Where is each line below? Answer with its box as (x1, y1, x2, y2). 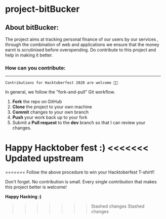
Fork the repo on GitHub (12, 99, 62, 105)
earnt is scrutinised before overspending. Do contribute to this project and (5, 47, 157, 53)
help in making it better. (5, 52, 53, 58)
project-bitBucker (5, 3, 80, 15)
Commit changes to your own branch (12, 109, 89, 115)
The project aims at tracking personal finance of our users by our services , (5, 36, 159, 42)
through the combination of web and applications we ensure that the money (5, 42, 160, 48)
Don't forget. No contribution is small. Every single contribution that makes (5, 179, 157, 185)
